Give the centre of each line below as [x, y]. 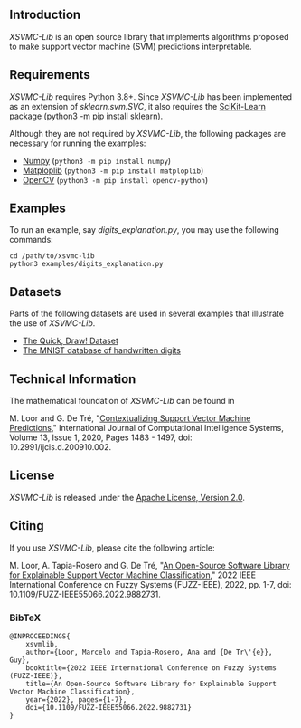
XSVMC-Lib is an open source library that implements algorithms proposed [149, 36]
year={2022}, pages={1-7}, [76, 699]
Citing [27, 526]
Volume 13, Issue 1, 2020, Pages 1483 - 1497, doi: [101, 437]
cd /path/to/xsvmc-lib [52, 256]
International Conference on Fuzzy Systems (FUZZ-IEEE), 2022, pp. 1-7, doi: [150, 584]
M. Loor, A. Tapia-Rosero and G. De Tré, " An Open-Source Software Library [150, 565]
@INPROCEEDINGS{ [40, 636]
